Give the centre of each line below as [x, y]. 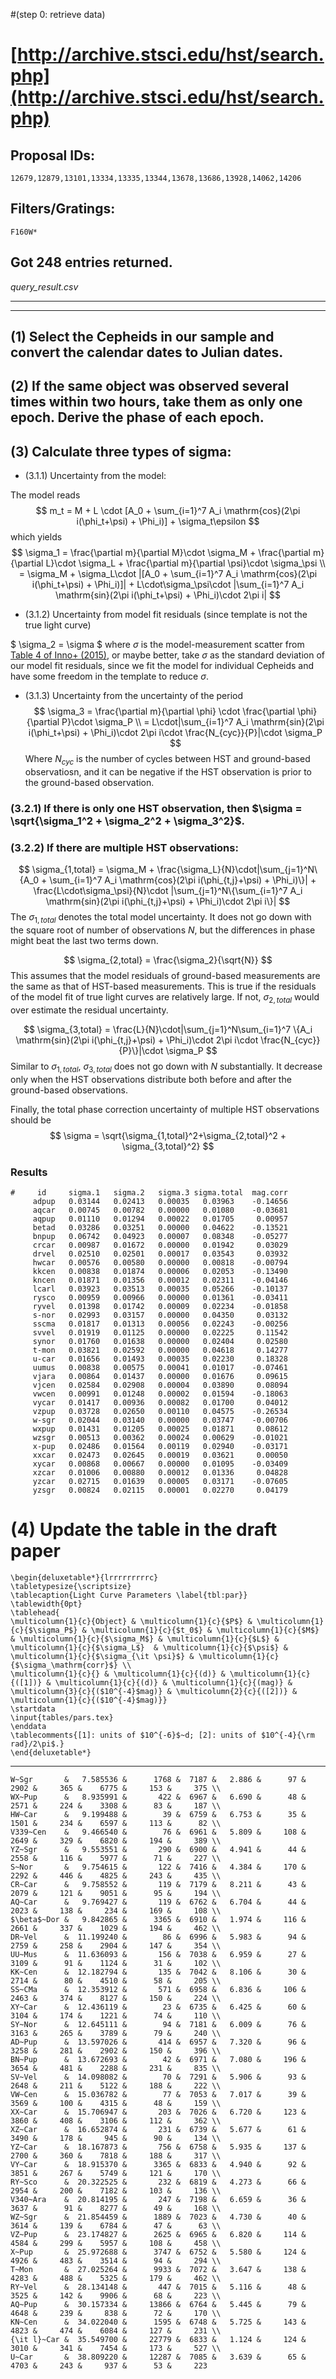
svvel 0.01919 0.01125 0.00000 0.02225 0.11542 [160, 1332]
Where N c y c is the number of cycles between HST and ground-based [167, 760]
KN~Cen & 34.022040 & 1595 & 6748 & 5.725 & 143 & [158, 2322]
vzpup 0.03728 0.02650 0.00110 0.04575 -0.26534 [160, 1411]
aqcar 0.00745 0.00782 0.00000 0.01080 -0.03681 [160, 1210]
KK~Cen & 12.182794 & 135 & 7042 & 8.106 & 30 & [158, 1972]
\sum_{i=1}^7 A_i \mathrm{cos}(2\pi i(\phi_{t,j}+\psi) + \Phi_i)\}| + [183, 880]
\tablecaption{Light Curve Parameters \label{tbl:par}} [129, 1595]
